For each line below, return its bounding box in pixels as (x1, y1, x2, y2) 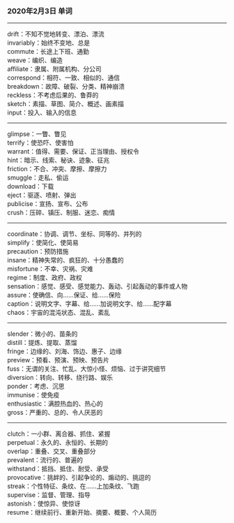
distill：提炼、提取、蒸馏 (7, 339, 78, 347)
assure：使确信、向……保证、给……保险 (7, 291, 121, 300)
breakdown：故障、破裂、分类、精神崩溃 (7, 82, 125, 91)
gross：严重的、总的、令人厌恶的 (7, 408, 103, 417)
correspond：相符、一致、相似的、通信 (7, 73, 120, 82)
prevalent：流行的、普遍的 (7, 456, 84, 464)
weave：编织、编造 (7, 56, 63, 64)
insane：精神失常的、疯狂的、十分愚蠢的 (7, 256, 124, 265)
